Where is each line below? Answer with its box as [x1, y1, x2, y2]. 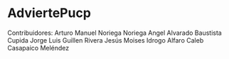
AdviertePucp [7, 5, 91, 21]
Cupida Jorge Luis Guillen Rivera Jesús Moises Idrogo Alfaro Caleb [7, 36, 204, 44]
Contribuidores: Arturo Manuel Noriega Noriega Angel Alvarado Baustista [7, 28, 222, 37]
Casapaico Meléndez [7, 43, 70, 52]
